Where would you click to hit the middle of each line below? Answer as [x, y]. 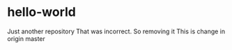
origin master [26, 38]
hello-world [42, 12]
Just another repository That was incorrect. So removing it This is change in [116, 31]
